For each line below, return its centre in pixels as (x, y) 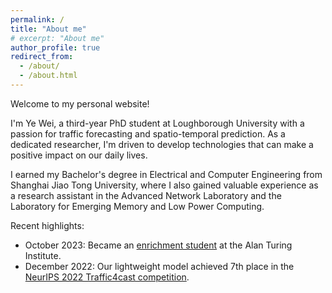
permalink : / (37, 19)
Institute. (43, 255)
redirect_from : (42, 57)
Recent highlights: (47, 225)
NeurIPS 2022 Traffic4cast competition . (107, 277)
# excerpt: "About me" (57, 38)
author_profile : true (55, 47)
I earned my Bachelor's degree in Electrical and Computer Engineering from (166, 174)
